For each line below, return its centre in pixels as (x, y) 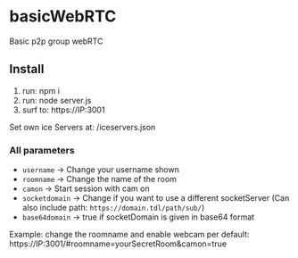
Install (27, 69)
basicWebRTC (63, 17)
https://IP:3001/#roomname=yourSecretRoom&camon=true (118, 244)
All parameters (42, 150)
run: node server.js (57, 100)
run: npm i (41, 90)
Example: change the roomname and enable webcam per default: (129, 235)
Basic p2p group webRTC (56, 41)
